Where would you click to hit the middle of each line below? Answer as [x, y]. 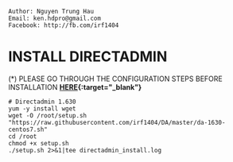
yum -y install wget [43, 108]
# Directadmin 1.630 [43, 102]
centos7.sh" [28, 129]
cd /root [23, 136]
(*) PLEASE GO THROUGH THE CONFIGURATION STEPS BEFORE [115, 79]
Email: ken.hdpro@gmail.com [55, 18]
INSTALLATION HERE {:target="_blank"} [75, 87]
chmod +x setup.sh [39, 143]
